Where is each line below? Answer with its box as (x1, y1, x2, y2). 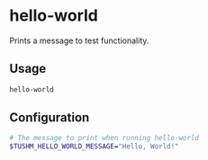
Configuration (9, 110, 90, 126)
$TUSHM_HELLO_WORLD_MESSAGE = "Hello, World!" (9, 142, 179, 151)
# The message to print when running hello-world (9, 134, 200, 143)
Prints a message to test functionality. (9, 35, 149, 46)
